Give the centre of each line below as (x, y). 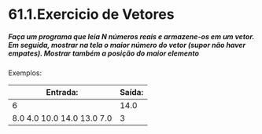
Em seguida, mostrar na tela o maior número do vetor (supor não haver (127, 45)
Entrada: (62, 92)
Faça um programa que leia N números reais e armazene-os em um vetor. (131, 36)
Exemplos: (25, 73)
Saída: (131, 92)
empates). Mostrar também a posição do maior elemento (103, 53)
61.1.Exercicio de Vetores (91, 14)
